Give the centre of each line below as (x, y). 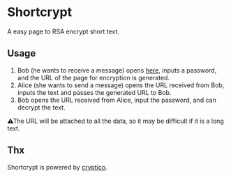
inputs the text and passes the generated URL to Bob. (94, 92)
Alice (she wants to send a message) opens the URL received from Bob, (121, 85)
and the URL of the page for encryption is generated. (93, 77)
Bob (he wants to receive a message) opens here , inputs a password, (117, 70)
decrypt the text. (41, 107)
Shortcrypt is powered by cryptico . (57, 167)
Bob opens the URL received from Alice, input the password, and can (117, 100)
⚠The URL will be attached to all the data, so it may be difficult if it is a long (116, 121)
